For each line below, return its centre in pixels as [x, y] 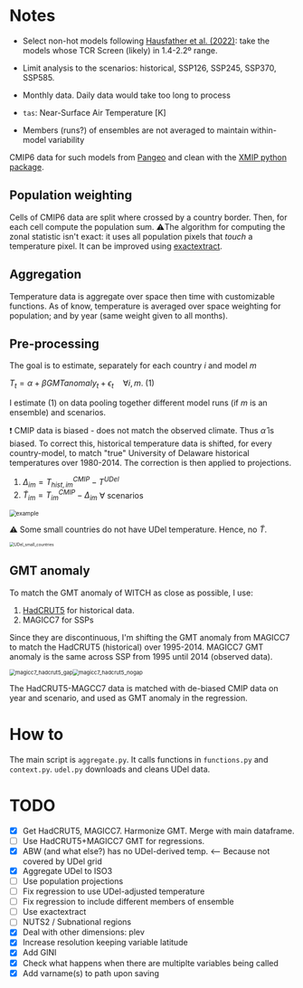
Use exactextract [54, 912]
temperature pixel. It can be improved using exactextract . [116, 246]
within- [264, 130]
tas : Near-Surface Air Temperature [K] [94, 112]
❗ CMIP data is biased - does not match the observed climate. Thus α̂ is [142, 431]
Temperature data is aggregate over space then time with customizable [142, 296]
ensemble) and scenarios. [58, 413]
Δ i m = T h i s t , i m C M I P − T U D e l [71, 482]
